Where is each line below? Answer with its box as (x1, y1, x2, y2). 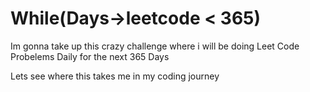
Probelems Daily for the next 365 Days (10, 50, 170, 62)
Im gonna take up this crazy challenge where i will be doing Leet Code (10, 40, 300, 52)
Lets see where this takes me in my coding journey (10, 70, 220, 82)
